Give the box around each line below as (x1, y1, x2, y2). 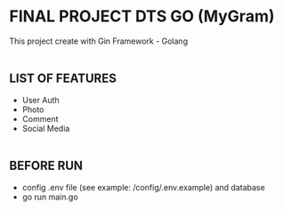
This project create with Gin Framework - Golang (9, 36, 189, 46)
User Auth (21, 94, 60, 105)
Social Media (21, 123, 70, 134)
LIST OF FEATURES (9, 71, 117, 86)
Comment (21, 113, 59, 124)
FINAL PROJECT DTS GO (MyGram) (9, 6, 275, 27)
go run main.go (21, 191, 78, 202)
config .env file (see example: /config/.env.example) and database (21, 182, 265, 192)
